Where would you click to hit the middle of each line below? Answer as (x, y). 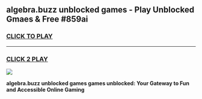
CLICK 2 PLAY (27, 59)
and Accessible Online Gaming (45, 89)
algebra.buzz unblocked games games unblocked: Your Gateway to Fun (98, 83)
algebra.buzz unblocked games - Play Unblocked (100, 10)
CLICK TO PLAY (29, 37)
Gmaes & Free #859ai (47, 19)
